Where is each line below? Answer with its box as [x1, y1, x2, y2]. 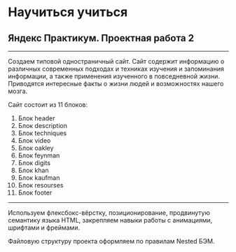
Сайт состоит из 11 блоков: [8, 101, 88, 108]
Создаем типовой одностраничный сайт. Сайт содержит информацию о [8, 57, 225, 65]
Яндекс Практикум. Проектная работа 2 [8, 32, 195, 44]
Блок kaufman [18, 174, 60, 182]
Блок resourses [18, 181, 64, 189]
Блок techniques [18, 129, 67, 137]
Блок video [18, 136, 51, 144]
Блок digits [18, 159, 51, 167]
